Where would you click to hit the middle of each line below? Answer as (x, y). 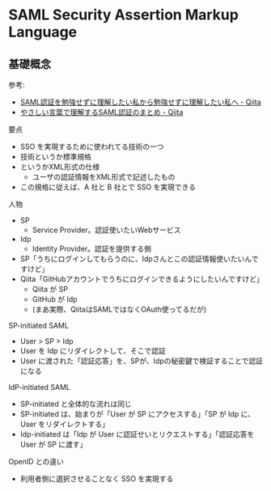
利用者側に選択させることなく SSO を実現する (97, 478)
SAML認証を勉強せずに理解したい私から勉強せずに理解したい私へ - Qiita (140, 102)
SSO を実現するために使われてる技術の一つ (92, 146)
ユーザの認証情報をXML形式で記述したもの (104, 177)
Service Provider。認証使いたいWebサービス (106, 230)
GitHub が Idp (55, 299)
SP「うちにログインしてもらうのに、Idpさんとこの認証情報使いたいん (136, 259)
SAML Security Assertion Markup (123, 15)
